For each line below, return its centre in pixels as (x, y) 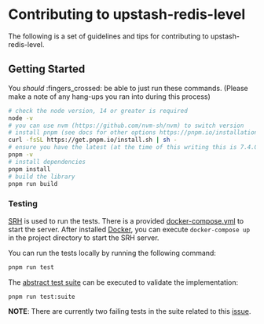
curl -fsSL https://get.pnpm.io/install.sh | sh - (93, 140)
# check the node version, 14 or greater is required (98, 111)
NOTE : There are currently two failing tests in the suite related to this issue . (130, 311)
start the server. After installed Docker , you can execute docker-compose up (129, 229)
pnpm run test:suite (42, 297)
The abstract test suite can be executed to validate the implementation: (123, 282)
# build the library (42, 177)
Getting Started (47, 69)
